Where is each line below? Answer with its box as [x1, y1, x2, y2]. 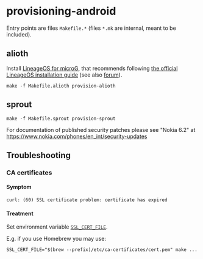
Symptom [6, 184, 32, 191]
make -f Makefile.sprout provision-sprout [6, 116, 116, 122]
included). [6, 30, 32, 38]
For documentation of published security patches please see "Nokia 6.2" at [6, 126, 196, 133]
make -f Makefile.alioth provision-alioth [6, 83, 116, 89]
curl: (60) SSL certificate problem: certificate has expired [6, 197, 168, 203]
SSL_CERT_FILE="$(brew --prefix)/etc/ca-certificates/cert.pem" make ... [6, 247, 198, 253]
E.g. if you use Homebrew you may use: [6, 235, 107, 243]
